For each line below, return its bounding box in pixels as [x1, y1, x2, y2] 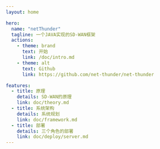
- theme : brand [17, 43, 56, 49]
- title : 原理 [11, 88, 45, 94]
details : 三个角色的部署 [17, 128, 74, 134]
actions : [11, 37, 34, 44]
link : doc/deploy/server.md [17, 134, 88, 140]
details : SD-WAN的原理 [17, 94, 72, 100]
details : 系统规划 [17, 111, 60, 117]
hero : [6, 20, 20, 26]
